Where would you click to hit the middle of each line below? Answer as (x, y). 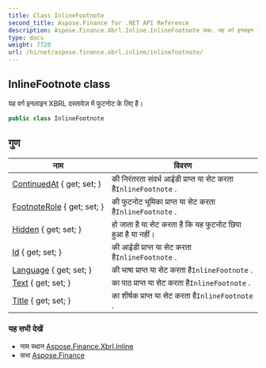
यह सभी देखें (26, 329)
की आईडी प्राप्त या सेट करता (152, 247)
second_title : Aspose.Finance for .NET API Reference (99, 23)
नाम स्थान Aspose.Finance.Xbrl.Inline (76, 346)
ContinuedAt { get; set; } (57, 184)
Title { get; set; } (42, 300)
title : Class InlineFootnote (56, 15)
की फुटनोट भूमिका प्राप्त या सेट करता (163, 201)
